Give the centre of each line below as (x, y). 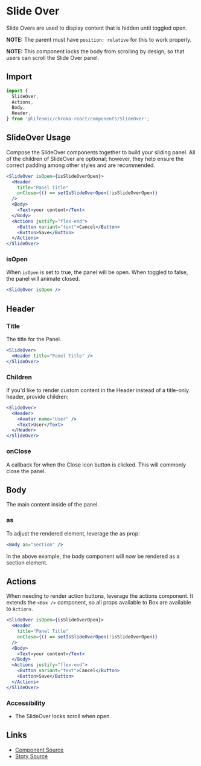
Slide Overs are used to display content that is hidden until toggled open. (97, 28)
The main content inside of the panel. (53, 505)
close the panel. (26, 471)
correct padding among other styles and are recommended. (81, 165)
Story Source (31, 756)
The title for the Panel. (34, 339)
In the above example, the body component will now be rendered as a (93, 556)
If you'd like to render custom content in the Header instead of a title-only (97, 390)
